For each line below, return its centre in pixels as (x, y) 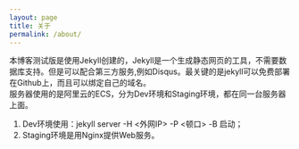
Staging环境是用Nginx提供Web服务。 (91, 136)
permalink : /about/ (46, 34)
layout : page (33, 17)
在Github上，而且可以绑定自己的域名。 (80, 83)
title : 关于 (30, 26)
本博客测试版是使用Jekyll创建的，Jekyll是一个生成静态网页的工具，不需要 (144, 61)
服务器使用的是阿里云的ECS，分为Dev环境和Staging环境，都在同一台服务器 (148, 94)
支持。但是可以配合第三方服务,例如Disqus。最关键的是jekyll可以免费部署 (158, 71)
